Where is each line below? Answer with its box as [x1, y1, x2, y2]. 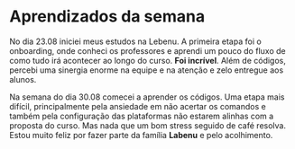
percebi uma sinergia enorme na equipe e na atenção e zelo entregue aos [9, 65, 284, 75]
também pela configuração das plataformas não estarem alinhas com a [9, 110, 274, 121]
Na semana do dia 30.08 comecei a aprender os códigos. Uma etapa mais [9, 92, 285, 102]
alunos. [9, 74, 37, 84]
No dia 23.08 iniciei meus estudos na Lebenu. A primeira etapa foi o [9, 36, 262, 47]
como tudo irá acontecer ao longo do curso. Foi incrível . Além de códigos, [9, 55, 287, 66]
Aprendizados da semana [9, 6, 206, 27]
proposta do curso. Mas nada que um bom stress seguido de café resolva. [9, 119, 287, 131]
